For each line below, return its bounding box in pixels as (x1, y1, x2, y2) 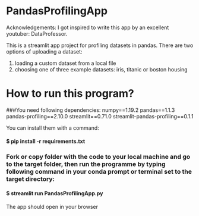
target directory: (6, 175, 55, 183)
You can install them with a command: (6, 124, 99, 132)
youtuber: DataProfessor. (6, 30, 68, 37)
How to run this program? (6, 87, 135, 101)
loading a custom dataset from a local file (14, 60, 116, 67)
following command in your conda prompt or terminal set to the (6, 168, 192, 176)
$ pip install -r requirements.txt (6, 138, 86, 145)
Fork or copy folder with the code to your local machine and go (6, 153, 191, 161)
